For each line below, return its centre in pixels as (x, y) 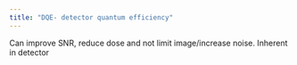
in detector (29, 52)
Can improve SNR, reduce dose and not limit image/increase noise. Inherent (148, 43)
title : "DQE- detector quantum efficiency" (91, 17)
